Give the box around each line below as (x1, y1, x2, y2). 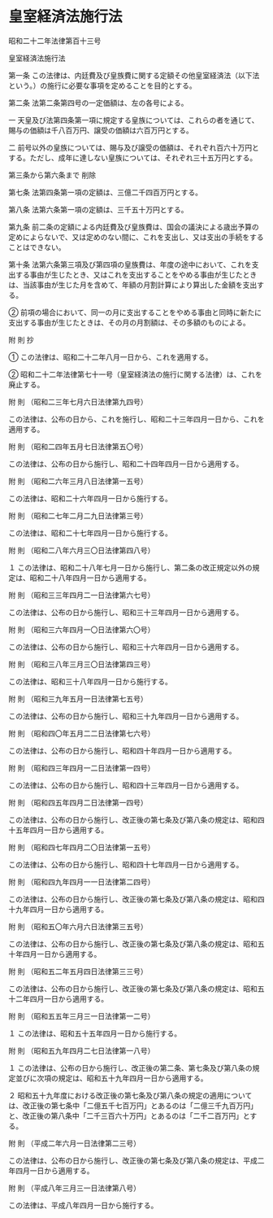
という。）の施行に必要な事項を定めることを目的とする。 (8, 81, 197, 90)
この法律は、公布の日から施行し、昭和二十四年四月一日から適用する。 (8, 459, 244, 469)
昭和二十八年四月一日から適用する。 (29, 573, 151, 583)
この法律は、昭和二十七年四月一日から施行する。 (8, 528, 172, 538)
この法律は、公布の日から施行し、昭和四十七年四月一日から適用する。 (8, 859, 244, 869)
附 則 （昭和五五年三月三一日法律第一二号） (8, 1011, 155, 1021)
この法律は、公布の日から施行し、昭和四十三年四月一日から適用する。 (8, 780, 244, 790)
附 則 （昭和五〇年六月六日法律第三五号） (8, 921, 148, 932)
